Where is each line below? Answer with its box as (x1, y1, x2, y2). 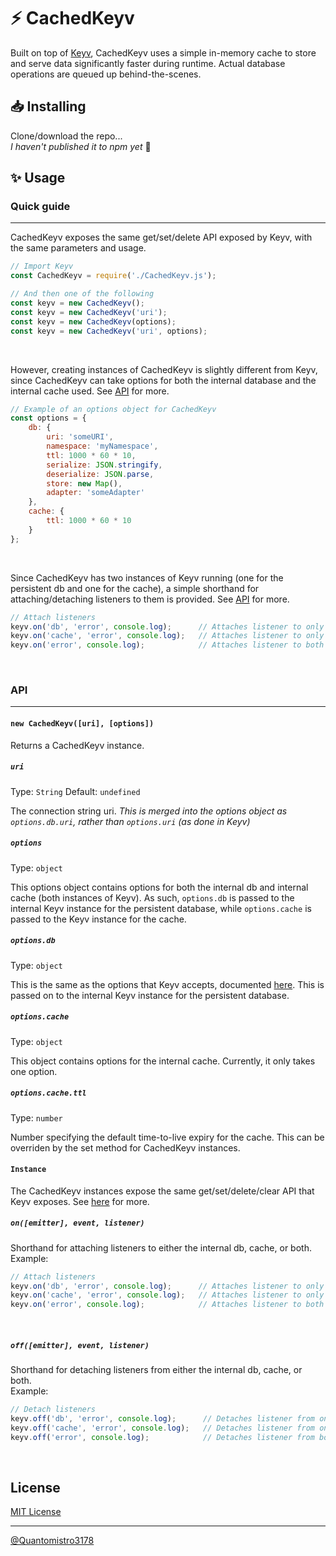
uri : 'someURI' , (46, 432, 114, 442)
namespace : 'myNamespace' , (46, 441, 159, 452)
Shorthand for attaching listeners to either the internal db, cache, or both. (10, 1241, 312, 1254)
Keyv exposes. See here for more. (10, 1195, 150, 1207)
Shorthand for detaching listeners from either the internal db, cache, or (10, 1364, 303, 1376)
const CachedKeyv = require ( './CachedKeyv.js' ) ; (10, 271, 217, 281)
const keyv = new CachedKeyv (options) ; (10, 316, 177, 327)
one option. (10, 1065, 58, 1077)
